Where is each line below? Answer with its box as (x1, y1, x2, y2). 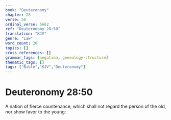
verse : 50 (5, 17, 27, 22)
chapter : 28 (5, 12, 31, 17)
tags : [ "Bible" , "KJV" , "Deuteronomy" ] (5, 64, 86, 69)
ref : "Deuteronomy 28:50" (5, 27, 60, 32)
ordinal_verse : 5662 (5, 21, 50, 27)
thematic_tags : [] (5, 60, 44, 65)
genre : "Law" (5, 36, 33, 41)
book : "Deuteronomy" (5, 7, 50, 13)
